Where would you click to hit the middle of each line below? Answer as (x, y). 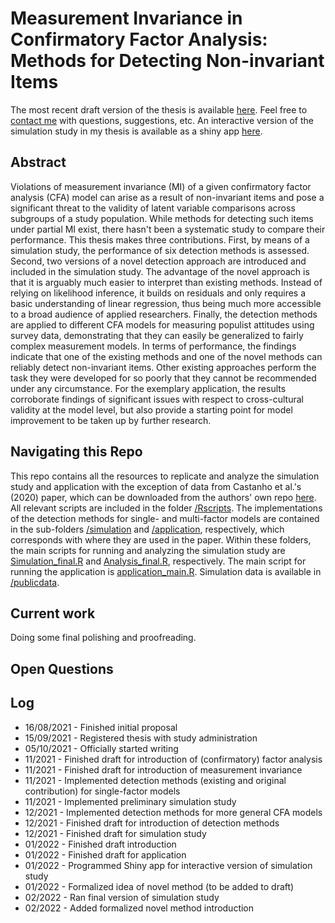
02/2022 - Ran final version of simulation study (122, 897)
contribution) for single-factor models (102, 791)
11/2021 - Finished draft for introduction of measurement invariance (163, 769)
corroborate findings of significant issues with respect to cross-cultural (157, 399)
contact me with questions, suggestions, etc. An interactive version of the (162, 120)
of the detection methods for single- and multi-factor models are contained (165, 518)
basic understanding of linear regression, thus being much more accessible (166, 303)
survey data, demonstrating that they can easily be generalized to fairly (157, 335)
